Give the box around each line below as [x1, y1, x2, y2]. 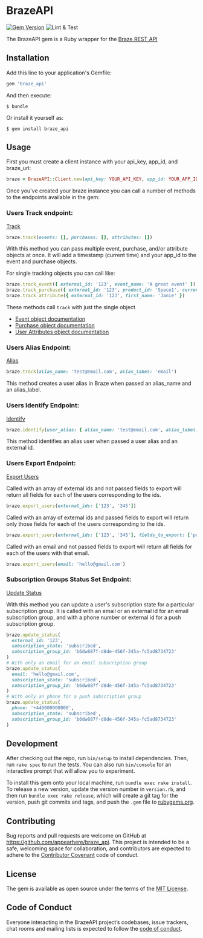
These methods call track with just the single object [6, 304, 136, 311]
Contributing [6, 816, 56, 826]
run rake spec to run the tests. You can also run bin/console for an [6, 761, 172, 769]
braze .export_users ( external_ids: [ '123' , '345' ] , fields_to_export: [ [6, 532, 190, 538]
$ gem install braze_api [6, 125, 69, 132]
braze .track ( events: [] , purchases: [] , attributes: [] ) [6, 234, 153, 240]
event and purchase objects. [6, 258, 77, 265]
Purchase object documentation [14, 322, 95, 329]
